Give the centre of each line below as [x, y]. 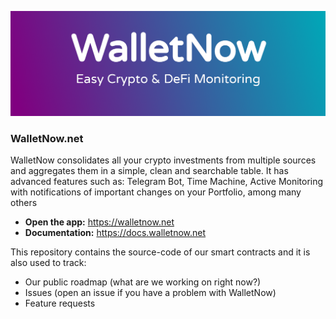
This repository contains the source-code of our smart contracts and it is [160, 252]
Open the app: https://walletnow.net [99, 222]
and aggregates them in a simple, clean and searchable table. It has [149, 171]
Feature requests [60, 303]
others [24, 203]
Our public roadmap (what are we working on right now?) [143, 282]
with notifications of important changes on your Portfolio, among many [156, 192]
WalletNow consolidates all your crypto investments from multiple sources [163, 160]
